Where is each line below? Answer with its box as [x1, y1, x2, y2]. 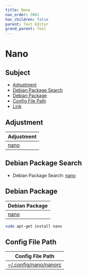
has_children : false [5, 17, 49, 22]
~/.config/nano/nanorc [8, 261, 62, 268]
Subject [5, 68, 30, 77]
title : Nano [5, 7, 30, 13]
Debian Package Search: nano [12, 172, 76, 178]
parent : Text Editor [5, 21, 49, 27]
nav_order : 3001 [5, 12, 39, 17]
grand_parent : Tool [5, 26, 47, 31]
